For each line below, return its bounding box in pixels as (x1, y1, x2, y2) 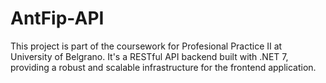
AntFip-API (10, 7, 105, 30)
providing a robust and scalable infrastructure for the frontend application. (10, 61, 317, 73)
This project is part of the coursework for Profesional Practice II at (10, 40, 283, 52)
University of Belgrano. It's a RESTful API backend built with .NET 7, (10, 50, 289, 62)
